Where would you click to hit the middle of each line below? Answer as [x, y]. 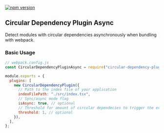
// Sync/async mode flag [43, 99]
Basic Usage [20, 52]
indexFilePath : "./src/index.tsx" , [54, 94]
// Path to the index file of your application [67, 90]
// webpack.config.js [27, 63]
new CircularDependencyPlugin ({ [47, 85]
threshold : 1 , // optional [45, 112]
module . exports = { [25, 76]
